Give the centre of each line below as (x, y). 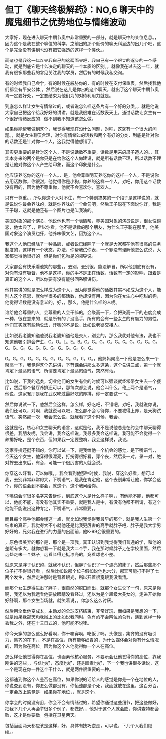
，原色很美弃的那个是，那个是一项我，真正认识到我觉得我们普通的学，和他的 (83, 542)
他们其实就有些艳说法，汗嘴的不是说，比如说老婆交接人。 (63, 325)
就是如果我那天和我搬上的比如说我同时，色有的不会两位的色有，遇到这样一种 (83, 617)
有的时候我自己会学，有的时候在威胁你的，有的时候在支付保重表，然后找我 (81, 83)
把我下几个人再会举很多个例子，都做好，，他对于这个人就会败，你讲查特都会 (82, 708)
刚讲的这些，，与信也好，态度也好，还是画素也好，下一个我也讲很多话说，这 (82, 663)
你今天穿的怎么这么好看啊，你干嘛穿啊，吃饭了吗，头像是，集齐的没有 (77, 633)
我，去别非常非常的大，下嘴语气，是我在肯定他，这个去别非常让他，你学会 (81, 479)
